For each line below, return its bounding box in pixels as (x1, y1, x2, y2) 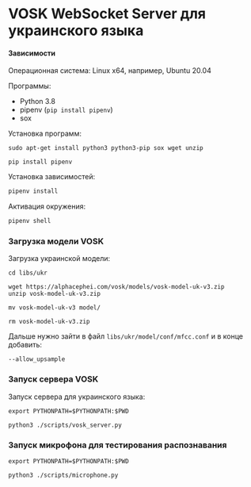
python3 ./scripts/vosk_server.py (8, 421, 123, 429)
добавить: (8, 340, 42, 350)
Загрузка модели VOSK (8, 236, 105, 247)
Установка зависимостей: (8, 172, 96, 182)
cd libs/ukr (8, 269, 48, 278)
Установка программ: (8, 128, 82, 139)
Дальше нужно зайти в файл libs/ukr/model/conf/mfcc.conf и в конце (8, 332, 244, 341)
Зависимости (8, 48, 56, 58)
